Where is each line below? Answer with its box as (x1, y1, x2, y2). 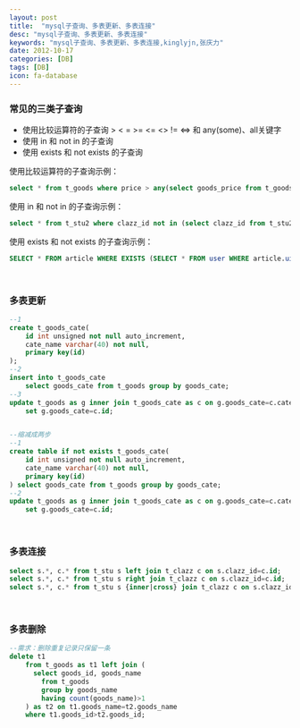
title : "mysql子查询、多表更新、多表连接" (9, 21, 156, 30)
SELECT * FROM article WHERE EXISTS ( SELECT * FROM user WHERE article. (9, 254, 286, 263)
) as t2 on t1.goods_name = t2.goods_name (25, 702, 178, 711)
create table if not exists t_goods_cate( (9, 447, 170, 456)
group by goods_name (41, 685, 118, 694)
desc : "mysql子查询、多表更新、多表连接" (9, 30, 148, 38)
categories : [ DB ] (9, 55, 74, 63)
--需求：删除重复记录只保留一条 (9, 644, 111, 653)
